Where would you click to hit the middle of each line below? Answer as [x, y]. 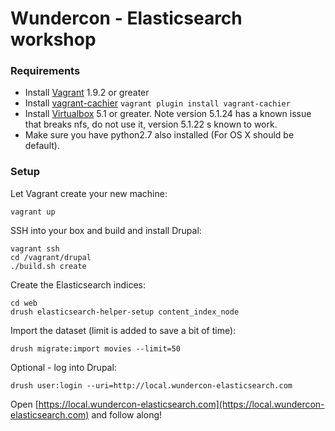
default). [42, 146]
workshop [53, 39]
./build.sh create [48, 266]
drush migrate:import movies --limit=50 [96, 348]
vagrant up [33, 212]
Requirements [45, 71]
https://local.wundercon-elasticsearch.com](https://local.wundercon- [181, 404]
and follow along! [127, 414]
